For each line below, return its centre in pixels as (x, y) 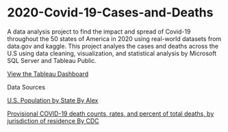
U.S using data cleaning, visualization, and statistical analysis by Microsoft (112, 53)
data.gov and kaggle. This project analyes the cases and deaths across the (113, 46)
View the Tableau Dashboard (48, 74)
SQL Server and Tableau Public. (52, 60)
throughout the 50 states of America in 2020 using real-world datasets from (114, 38)
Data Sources (26, 87)
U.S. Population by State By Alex (53, 100)
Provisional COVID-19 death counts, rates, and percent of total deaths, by (111, 114)
